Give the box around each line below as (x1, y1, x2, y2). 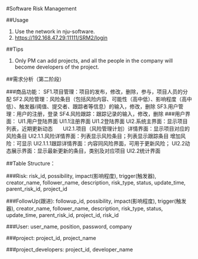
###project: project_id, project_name (6, 235, 96, 241)
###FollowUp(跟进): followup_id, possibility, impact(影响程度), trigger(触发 (6, 198, 187, 205)
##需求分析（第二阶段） (6, 76, 65, 82)
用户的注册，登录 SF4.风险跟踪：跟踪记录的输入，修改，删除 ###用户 (16, 111, 186, 117)
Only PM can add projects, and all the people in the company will (14, 57, 173, 64)
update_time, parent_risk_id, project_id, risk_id (6, 212, 119, 218)
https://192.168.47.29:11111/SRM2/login (14, 34, 108, 41)
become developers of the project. (14, 63, 99, 70)
